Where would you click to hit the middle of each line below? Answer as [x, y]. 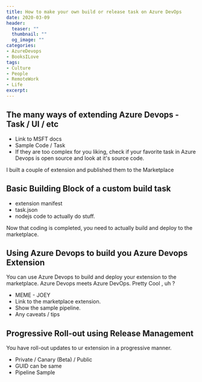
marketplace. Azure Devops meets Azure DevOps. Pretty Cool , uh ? [91, 284]
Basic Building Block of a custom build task [89, 189]
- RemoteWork [23, 79]
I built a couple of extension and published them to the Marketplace [90, 170]
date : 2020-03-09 [28, 18]
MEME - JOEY [33, 295]
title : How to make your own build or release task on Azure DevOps [94, 12]
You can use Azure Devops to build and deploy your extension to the [91, 277]
